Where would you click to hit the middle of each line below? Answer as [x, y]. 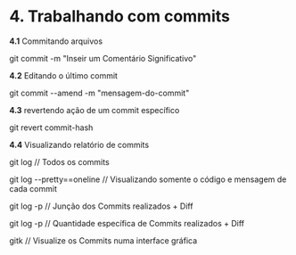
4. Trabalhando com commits [119, 16]
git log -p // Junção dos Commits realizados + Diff [101, 206]
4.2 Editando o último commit [64, 75]
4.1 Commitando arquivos [56, 41]
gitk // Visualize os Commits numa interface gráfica [103, 240]
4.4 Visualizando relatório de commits [79, 144]
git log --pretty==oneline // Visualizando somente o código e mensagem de [148, 179]
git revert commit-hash [51, 127]
